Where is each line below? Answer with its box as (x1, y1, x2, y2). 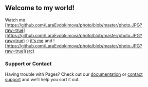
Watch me (5, 17, 26, 22)
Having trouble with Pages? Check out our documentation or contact (5, 71, 143, 77)
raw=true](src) (5, 48, 35, 54)
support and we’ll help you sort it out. (5, 77, 80, 83)
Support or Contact (5, 60, 52, 67)
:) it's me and (26, 38, 53, 43)
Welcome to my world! (5, 4, 74, 12)
